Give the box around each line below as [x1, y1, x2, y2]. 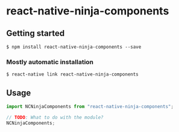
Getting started [6, 28, 65, 38]
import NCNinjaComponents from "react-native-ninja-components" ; [6, 104, 174, 110]
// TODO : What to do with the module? [6, 114, 104, 121]
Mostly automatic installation [6, 58, 94, 66]
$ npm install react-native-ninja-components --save [6, 44, 142, 50]
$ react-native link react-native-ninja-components [6, 71, 139, 77]
